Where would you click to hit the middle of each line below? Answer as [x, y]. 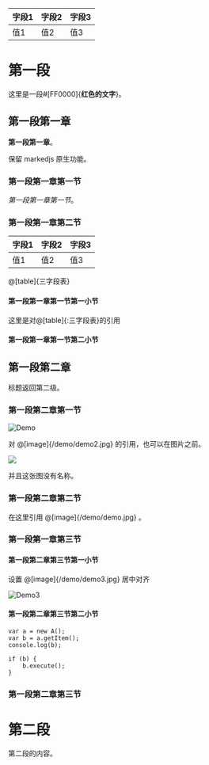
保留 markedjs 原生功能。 [49, 158]
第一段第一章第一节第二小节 [53, 340]
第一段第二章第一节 [45, 409]
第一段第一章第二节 [45, 223]
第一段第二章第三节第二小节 [53, 614]
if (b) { [23, 659]
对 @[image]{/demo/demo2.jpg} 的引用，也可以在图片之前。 [107, 444]
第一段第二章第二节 [45, 498]
